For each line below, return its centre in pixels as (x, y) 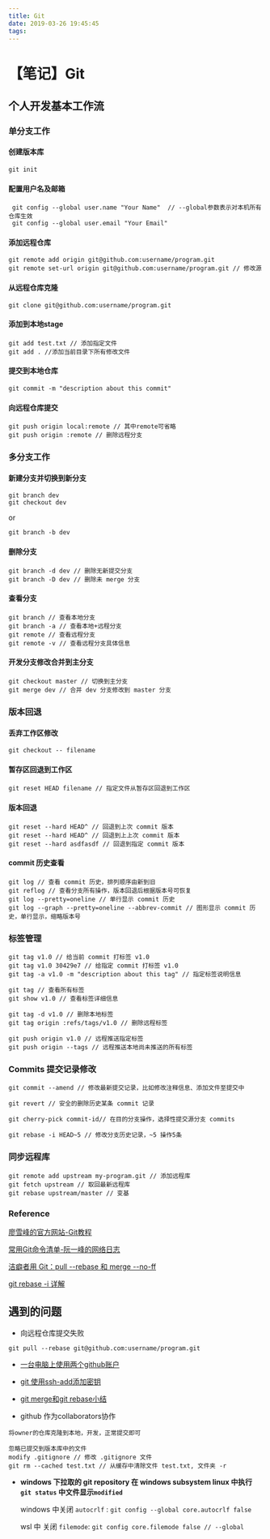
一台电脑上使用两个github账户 (70, 1364)
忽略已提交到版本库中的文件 (48, 1448)
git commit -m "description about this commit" (90, 389)
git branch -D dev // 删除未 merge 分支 (74, 579)
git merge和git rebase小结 (63, 1399)
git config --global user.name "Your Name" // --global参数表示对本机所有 (137, 208)
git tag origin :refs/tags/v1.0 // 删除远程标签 (88, 1023)
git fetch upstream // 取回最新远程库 (70, 1185)
